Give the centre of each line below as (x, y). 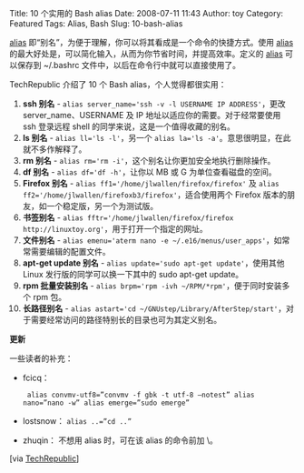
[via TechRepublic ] (44, 458)
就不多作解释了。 (54, 149)
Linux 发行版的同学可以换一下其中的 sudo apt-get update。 (133, 274)
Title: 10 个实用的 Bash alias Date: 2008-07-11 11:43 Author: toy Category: (147, 13)
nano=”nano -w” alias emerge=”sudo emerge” (106, 403)
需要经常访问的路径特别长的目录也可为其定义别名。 (126, 320)
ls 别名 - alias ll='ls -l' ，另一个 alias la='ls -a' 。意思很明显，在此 (157, 138)
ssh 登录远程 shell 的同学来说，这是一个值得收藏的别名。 (129, 126)
